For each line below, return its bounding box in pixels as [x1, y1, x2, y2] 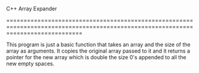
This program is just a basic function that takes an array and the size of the [6, 41, 191, 48]
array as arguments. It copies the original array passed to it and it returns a [6, 47, 190, 54]
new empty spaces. [6, 60, 55, 67]
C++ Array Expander [6, 5, 57, 12]
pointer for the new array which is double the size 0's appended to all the [6, 54, 186, 60]
